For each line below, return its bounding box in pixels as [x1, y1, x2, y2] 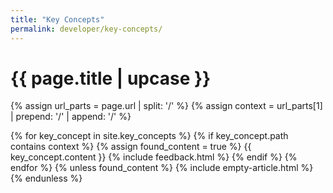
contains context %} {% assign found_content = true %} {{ [10, 141, 252, 153]
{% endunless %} [10, 172, 83, 185]
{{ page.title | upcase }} [10, 67, 212, 90]
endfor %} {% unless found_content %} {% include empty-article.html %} [10, 162, 314, 174]
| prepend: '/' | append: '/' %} [10, 111, 132, 123]
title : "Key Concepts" [10, 14, 105, 25]
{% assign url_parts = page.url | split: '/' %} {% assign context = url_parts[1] [10, 100, 323, 112]
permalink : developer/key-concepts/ [10, 24, 163, 34]
